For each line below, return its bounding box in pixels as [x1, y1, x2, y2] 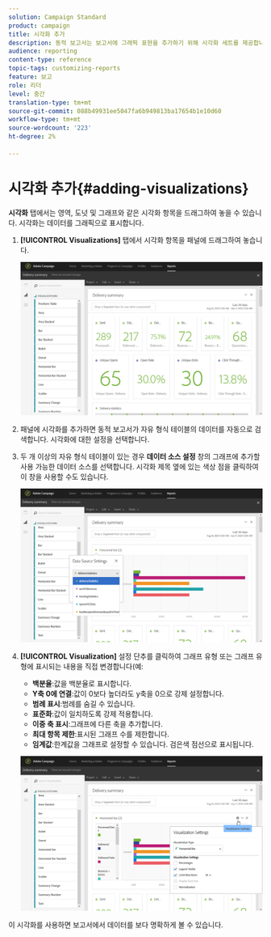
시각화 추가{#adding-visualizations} [8, 179, 249, 197]
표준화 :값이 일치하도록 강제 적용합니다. [31, 709, 153, 719]
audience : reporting [8, 47, 78, 56]
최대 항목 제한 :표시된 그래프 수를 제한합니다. [31, 729, 169, 740]
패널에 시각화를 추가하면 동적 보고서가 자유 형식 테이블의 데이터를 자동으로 [19, 425, 253, 435]
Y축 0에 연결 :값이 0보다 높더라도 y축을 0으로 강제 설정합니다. [31, 689, 224, 699]
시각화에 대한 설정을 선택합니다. [50, 435, 150, 444]
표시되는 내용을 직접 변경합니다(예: [35, 662, 144, 672]
